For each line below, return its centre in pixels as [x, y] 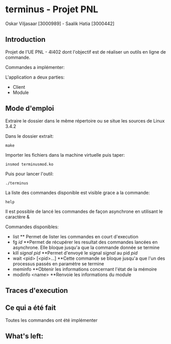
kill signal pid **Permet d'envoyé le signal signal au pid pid [75, 253]
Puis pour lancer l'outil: [29, 174]
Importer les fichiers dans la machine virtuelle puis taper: [65, 155]
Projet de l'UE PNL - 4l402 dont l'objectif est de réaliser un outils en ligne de [86, 52]
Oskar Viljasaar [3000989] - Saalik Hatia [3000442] [60, 23]
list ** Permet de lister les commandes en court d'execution [76, 236]
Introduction [26, 40]
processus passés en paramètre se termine [58, 263]
